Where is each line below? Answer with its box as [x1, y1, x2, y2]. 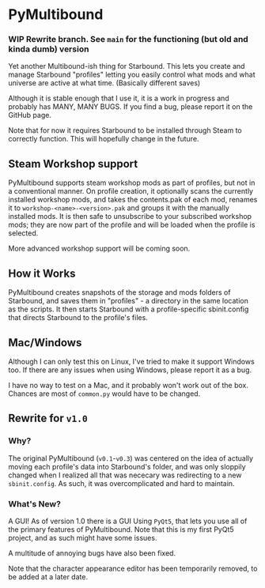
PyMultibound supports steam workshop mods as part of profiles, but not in [8, 178, 256, 187]
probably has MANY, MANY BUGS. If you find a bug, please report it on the [8, 102, 253, 111]
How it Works [8, 266, 76, 280]
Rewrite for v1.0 [8, 412, 89, 425]
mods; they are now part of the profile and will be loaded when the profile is [8, 220, 256, 230]
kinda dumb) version [8, 43, 89, 55]
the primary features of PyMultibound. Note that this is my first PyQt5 [8, 524, 235, 534]
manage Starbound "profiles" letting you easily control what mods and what [8, 70, 256, 80]
